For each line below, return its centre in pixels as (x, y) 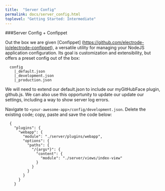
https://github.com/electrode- (114, 42)
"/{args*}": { (46, 150)
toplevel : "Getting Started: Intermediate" (51, 19)
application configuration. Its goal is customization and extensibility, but (78, 53)
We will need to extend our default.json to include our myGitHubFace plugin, (83, 89)
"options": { (36, 141)
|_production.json (33, 80)
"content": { (50, 154)
